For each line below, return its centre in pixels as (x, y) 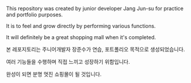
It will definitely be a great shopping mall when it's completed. (81, 37)
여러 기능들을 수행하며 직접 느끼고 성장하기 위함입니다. (68, 62)
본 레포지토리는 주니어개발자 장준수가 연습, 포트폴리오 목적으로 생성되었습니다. (95, 49)
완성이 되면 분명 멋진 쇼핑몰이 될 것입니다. (54, 74)
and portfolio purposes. (34, 15)
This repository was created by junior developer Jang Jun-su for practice (95, 8)
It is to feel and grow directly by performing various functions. (81, 26)
